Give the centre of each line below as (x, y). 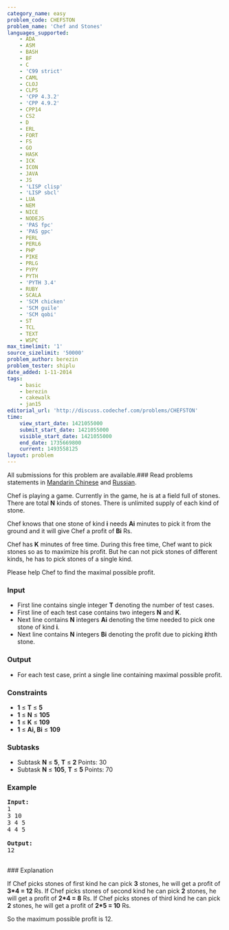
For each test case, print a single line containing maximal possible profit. (119, 674)
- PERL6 (30, 244)
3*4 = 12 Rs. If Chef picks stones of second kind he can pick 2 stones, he (112, 891)
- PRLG (29, 263)
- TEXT (29, 334)
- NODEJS (32, 218)
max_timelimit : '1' (35, 347)
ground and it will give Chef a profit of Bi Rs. (70, 531)
